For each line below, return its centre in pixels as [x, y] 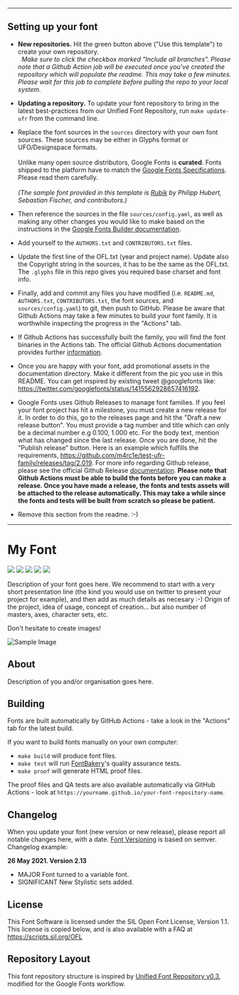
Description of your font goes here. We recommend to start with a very [111, 584]
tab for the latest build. [41, 728]
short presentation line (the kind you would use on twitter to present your [115, 592]
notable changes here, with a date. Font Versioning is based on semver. [112, 839]
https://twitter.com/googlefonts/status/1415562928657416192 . [109, 388]
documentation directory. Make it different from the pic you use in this [120, 373]
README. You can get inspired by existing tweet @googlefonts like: [116, 381]
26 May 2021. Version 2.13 [47, 861]
